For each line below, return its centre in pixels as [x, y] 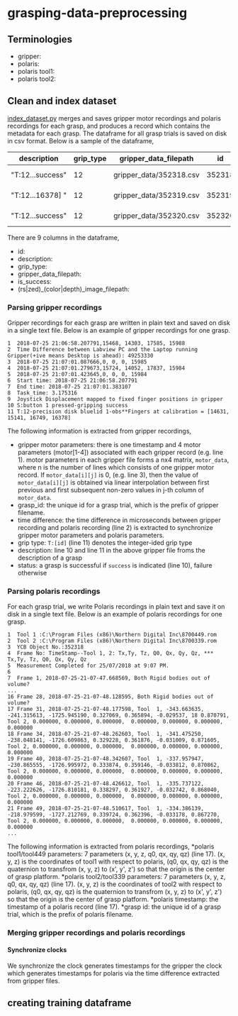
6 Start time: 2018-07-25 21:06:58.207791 [73, 381]
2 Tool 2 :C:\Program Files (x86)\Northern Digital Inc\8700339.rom [112, 641]
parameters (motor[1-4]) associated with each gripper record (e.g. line [120, 453]
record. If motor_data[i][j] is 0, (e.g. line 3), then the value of [108, 475]
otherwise [32, 573]
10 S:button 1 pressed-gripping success [68, 406]
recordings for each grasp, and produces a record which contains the [109, 126]
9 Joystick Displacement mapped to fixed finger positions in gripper [115, 399]
